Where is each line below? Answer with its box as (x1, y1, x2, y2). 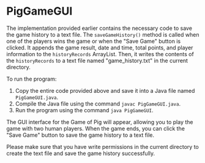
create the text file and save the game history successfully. (6, 150, 155, 157)
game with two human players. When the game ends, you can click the (6, 125, 185, 132)
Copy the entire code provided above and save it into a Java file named (15, 87, 195, 94)
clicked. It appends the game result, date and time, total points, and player (6, 44, 193, 51)
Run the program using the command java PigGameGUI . (15, 106, 154, 114)
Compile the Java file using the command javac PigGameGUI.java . (15, 100, 181, 107)
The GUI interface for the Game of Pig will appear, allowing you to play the (6, 118, 193, 126)
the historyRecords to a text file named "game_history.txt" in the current (6, 57, 188, 64)
